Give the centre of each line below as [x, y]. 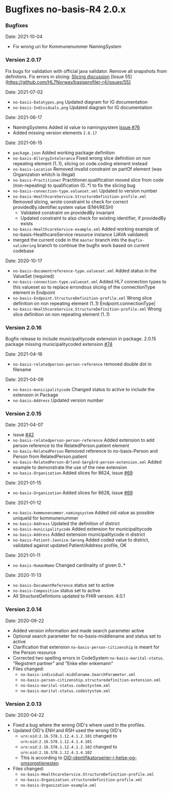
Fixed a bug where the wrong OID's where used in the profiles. [79, 725]
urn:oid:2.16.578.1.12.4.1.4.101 [56, 742]
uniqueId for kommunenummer [45, 518]
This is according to [41, 758]
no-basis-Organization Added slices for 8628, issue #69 [73, 493]
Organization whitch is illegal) [44, 174]
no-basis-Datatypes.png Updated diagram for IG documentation [80, 102]
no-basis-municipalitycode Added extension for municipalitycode [82, 529]
